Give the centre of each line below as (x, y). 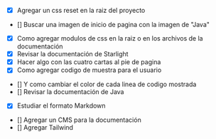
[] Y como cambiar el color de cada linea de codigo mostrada (107, 84)
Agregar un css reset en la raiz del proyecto (81, 10)
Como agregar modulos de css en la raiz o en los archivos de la (110, 38)
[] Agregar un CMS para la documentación (79, 120)
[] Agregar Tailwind (45, 128)
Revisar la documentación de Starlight (72, 54)
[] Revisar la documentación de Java (70, 92)
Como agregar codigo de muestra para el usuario (89, 70)
